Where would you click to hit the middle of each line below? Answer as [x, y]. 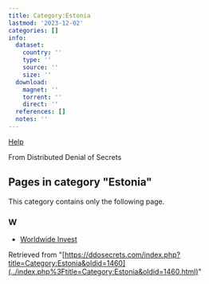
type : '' [37, 60]
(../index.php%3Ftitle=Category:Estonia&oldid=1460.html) [103, 271]
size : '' [37, 75]
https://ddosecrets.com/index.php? [122, 255]
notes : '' [32, 119]
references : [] [41, 112]
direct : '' [41, 104]
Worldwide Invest [48, 239]
